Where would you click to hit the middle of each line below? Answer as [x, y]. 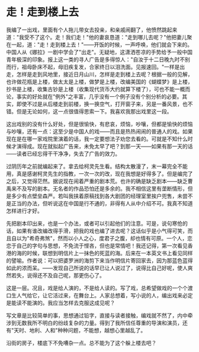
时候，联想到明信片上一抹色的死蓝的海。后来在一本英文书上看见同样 [110, 253]
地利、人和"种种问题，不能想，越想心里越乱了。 [88, 330]
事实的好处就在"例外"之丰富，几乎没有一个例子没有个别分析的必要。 [99, 96]
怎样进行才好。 [24, 211]
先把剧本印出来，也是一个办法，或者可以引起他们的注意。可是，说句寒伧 [94, 223]
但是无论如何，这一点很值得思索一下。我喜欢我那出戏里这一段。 [94, 111]
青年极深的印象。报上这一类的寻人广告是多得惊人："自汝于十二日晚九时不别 [98, 59]
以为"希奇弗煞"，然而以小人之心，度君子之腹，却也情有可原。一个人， [102, 238]
